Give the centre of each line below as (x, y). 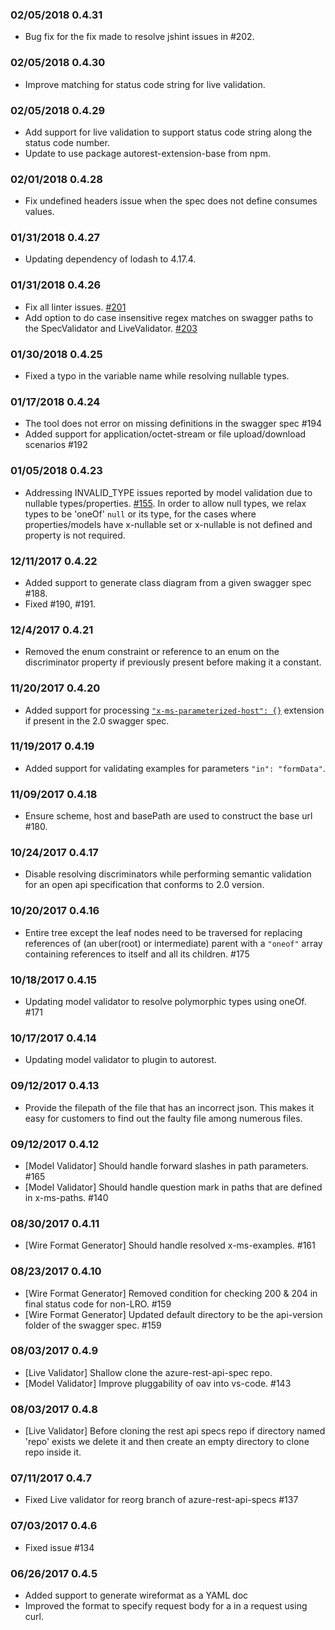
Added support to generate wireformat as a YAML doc (136, 1595)
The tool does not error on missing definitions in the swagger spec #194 (173, 424)
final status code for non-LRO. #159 (98, 1304)
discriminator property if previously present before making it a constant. (173, 662)
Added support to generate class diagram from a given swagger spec (168, 582)
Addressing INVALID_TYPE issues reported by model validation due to (168, 492)
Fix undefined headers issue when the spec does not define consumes (171, 201)
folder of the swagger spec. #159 (93, 1325)
